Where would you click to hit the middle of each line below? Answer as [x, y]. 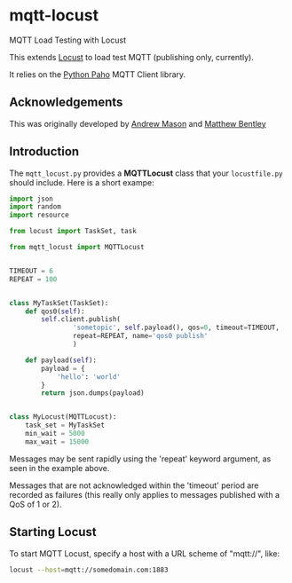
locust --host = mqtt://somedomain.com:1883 [89, 570]
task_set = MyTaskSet [65, 425]
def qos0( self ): [55, 311]
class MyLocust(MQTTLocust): [63, 417]
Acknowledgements [66, 102]
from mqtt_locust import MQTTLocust [77, 248]
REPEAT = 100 [33, 279]
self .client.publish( [81, 319]
